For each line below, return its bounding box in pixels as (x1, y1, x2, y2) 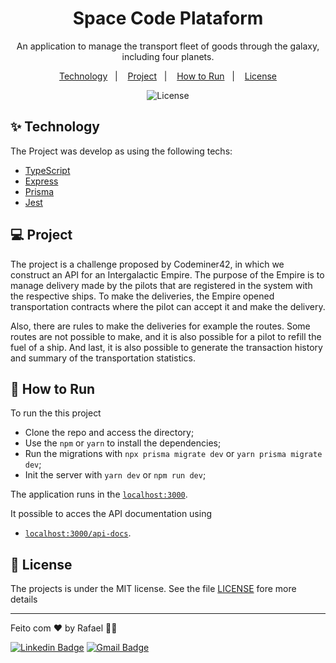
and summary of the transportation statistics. (10, 352, 197, 364)
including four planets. (121, 50, 215, 62)
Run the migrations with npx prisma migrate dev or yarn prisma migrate (24, 448, 323, 460)
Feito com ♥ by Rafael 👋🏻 (10, 622, 118, 634)
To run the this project (10, 407, 102, 419)
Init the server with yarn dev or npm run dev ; (24, 469, 207, 481)
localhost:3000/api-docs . (24, 527, 132, 539)
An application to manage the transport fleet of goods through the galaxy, (16, 40, 320, 52)
